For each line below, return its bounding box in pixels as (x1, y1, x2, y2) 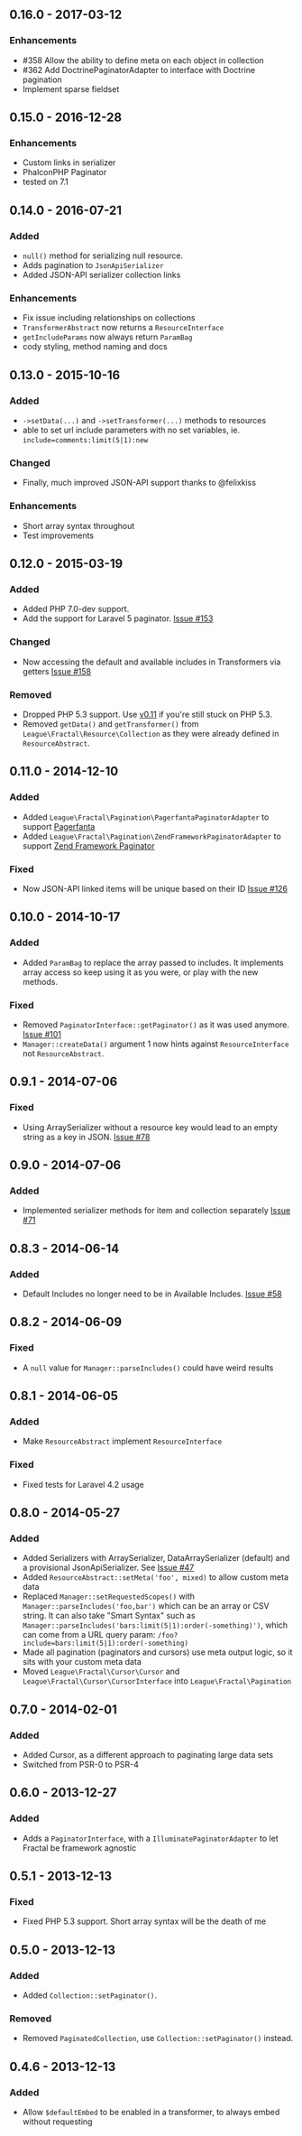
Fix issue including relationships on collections (22, 312, 196, 323)
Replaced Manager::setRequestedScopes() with (22, 1591, 196, 1602)
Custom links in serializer (22, 157, 116, 168)
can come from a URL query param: (22, 1630, 156, 1640)
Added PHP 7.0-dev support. (22, 604, 130, 615)
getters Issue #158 (22, 665, 92, 676)
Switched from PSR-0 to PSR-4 (22, 1760, 140, 1769)
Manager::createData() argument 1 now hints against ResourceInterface (22, 1038, 289, 1049)
